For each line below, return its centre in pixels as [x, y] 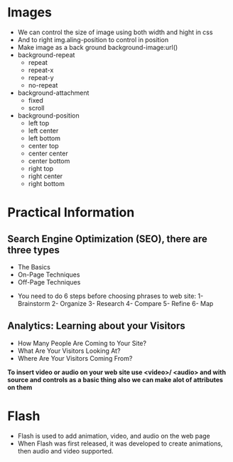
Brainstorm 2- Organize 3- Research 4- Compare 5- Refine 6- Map [115, 303]
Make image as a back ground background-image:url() [98, 47]
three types [34, 250]
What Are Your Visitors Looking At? [69, 351]
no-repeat [43, 85]
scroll [36, 108]
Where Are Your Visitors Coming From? [75, 358]
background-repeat [46, 55]
